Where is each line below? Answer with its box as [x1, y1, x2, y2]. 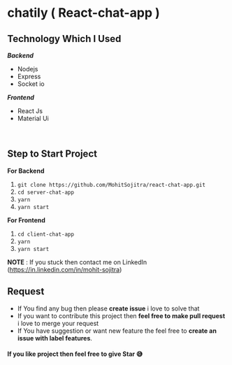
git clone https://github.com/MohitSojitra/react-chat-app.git [17, 181, 206, 188]
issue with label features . [17, 334, 93, 342]
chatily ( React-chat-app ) [7, 5, 160, 21]
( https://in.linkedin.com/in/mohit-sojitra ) [7, 265, 122, 273]
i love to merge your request [17, 319, 99, 327]
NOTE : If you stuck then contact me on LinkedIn [7, 257, 147, 266]
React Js [17, 107, 43, 115]
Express [17, 72, 41, 80]
